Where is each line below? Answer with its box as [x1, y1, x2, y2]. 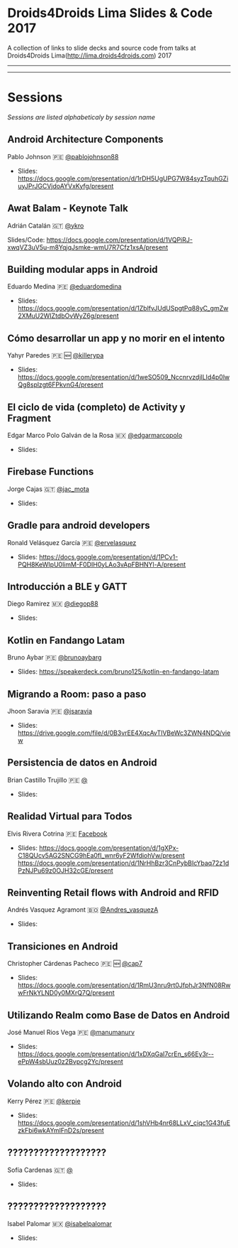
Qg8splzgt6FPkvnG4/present [17, 380, 104, 389]
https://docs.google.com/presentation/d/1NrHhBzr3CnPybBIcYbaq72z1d [17, 859, 229, 867]
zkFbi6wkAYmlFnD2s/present [17, 1126, 104, 1134]
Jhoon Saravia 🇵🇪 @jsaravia [7, 707, 93, 715]
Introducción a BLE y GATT [7, 581, 127, 593]
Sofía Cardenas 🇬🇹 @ [7, 1166, 73, 1174]
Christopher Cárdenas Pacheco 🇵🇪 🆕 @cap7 [7, 959, 143, 968]
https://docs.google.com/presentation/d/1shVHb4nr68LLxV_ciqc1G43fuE [17, 1118, 231, 1127]
